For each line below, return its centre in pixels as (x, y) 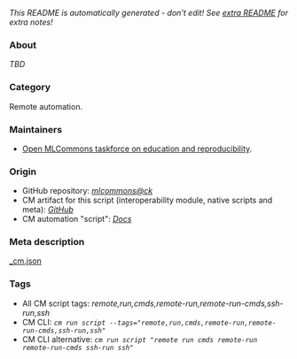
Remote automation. (46, 106)
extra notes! (31, 22)
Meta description (47, 242)
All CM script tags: (56, 303)
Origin (23, 172)
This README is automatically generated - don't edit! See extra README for (148, 13)
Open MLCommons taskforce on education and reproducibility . (137, 149)
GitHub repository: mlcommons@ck (87, 191)
